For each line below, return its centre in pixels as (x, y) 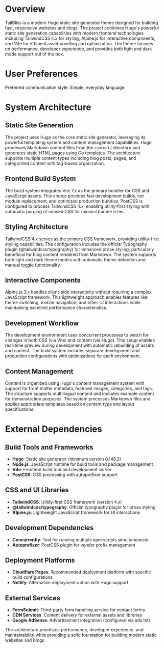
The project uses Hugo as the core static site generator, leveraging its (75, 137)
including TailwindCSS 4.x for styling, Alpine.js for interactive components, (80, 38)
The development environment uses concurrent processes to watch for (77, 335)
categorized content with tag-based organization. (55, 163)
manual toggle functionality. (33, 265)
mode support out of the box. (35, 54)
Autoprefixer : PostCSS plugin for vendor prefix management (74, 545)
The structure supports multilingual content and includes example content (80, 394)
